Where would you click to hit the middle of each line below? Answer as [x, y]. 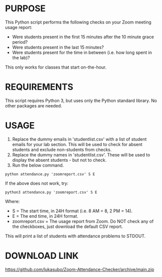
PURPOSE [25, 9]
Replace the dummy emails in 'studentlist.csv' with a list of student [79, 139]
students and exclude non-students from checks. [62, 150]
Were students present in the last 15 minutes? [58, 47]
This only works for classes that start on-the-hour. [56, 67]
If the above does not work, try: [37, 183]
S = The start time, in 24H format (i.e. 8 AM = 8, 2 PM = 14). [72, 211]
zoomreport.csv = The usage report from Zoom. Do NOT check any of [83, 221]
